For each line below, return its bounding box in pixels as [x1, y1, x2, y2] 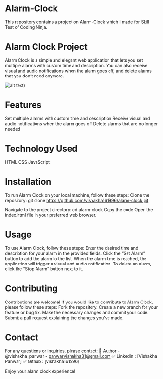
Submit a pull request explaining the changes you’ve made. [5, 315, 124, 321]
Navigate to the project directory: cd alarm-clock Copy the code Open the [5, 207, 153, 212]
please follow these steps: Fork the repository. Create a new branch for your [5, 304, 158, 310]
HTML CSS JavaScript [5, 159, 50, 165]
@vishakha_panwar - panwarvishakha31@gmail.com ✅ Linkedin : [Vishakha [5, 353, 157, 359]
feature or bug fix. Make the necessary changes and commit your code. [5, 309, 149, 315]
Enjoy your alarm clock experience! [5, 368, 76, 374]
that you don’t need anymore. [5, 73, 64, 78]
